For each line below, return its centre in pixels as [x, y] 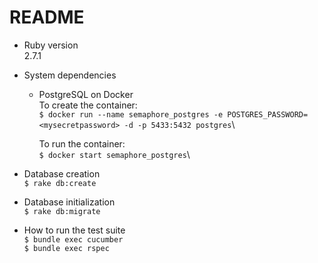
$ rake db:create [60, 183]
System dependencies [70, 75]
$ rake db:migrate [62, 211]
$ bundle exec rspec [66, 248]
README [47, 17]
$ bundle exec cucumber [73, 239]
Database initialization [69, 202]
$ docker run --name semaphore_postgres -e [131, 114]
